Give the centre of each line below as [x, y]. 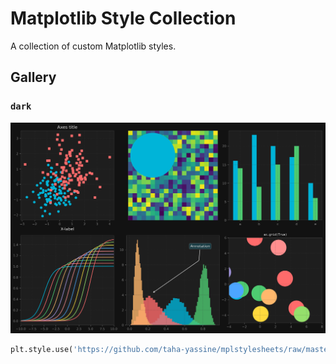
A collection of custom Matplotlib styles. [93, 46]
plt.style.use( [42, 349]
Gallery [33, 77]
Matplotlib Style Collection [123, 18]
